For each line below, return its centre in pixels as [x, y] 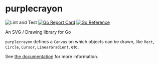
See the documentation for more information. [52, 56]
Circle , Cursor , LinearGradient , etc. [42, 47]
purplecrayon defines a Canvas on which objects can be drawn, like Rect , [80, 41]
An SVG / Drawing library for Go [38, 32]
